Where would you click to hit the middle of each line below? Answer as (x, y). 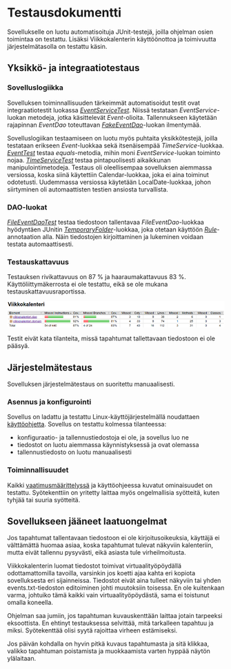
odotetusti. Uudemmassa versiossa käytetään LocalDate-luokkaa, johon (109, 182)
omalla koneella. (30, 603)
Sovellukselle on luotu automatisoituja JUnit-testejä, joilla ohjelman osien (110, 32)
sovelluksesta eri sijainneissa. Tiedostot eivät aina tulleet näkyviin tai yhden (114, 581)
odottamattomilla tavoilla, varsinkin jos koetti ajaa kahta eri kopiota (101, 573)
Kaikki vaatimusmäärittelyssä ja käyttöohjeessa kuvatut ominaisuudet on (110, 485)
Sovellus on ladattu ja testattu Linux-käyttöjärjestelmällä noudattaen (103, 417)
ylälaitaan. (22, 659)
